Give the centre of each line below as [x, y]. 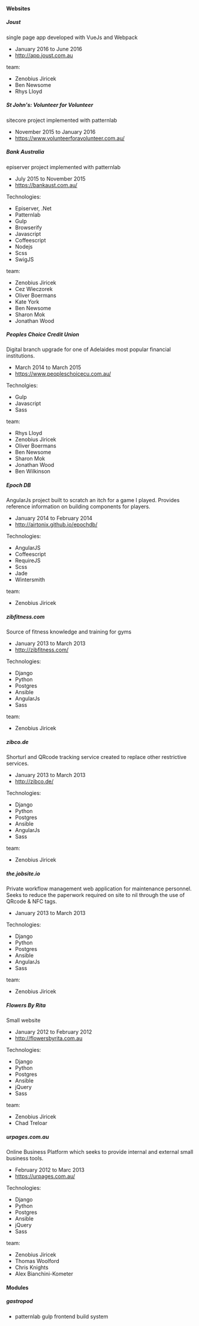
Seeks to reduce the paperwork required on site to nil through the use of [96, 895]
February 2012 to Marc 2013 [50, 1170]
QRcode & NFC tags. [32, 901]
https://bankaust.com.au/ [46, 185]
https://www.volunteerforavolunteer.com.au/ [70, 138]
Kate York [27, 301]
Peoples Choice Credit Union [43, 334]
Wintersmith [30, 580]
